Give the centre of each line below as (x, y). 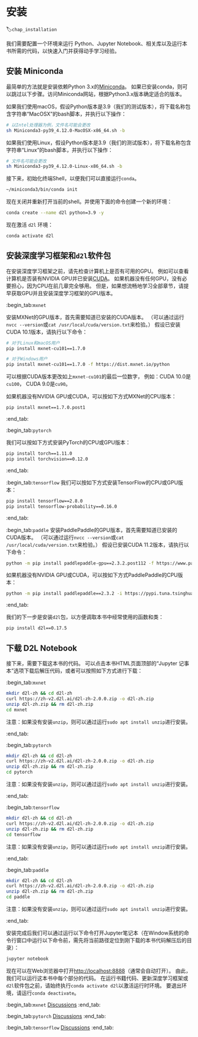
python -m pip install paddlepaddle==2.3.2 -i (64, 594)
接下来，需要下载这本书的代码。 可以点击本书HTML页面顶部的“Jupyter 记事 (98, 663)
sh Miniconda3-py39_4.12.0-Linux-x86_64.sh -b (64, 166)
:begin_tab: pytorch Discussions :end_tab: (56, 1016)
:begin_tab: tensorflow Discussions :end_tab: (60, 1027)
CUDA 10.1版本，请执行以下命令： (47, 332)
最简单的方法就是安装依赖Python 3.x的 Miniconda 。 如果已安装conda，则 (94, 87)
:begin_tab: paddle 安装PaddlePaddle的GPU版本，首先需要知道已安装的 (92, 530)
